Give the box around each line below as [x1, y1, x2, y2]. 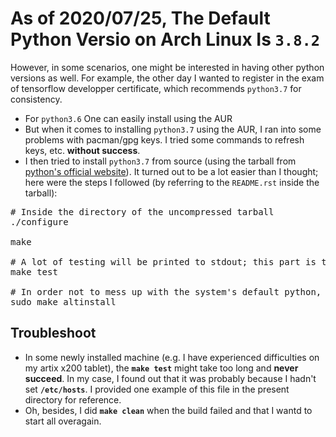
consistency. [10, 93, 63, 105]
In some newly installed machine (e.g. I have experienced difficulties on [24, 351, 320, 363]
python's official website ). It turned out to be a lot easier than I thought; [24, 165, 319, 177]
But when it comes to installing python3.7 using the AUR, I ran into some [24, 123, 322, 135]
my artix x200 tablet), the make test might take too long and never [24, 362, 299, 374]
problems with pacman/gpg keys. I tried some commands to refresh [24, 133, 305, 146]
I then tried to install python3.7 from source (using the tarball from [24, 155, 297, 167]
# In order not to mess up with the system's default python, [10, 286, 322, 297]
